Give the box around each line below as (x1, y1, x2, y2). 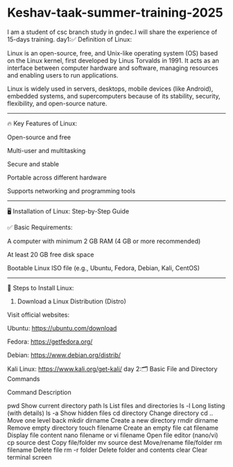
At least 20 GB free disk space (7, 250, 94, 258)
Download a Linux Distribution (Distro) (17, 297, 127, 306)
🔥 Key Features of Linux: (7, 119, 78, 127)
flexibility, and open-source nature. (7, 99, 107, 107)
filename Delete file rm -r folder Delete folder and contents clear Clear (7, 446, 208, 454)
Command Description (7, 388, 71, 396)
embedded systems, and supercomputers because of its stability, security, (7, 91, 221, 100)
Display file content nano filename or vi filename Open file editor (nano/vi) (7, 431, 218, 439)
